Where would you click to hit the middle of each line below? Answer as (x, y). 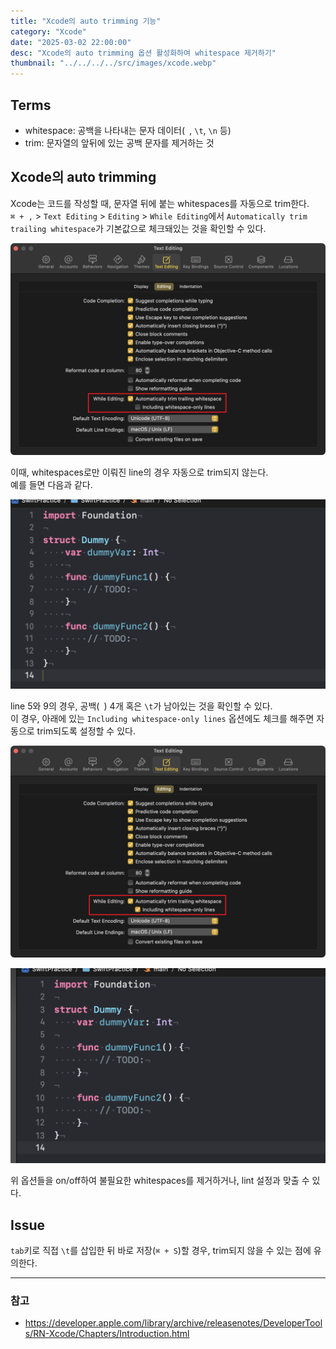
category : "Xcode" (48, 31)
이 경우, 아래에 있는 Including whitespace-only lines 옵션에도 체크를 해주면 (162, 718)
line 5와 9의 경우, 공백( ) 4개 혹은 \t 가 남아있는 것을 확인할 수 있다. (141, 706)
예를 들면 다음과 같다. (51, 485)
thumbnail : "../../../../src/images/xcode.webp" (113, 63)
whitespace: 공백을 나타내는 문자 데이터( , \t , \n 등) (128, 130)
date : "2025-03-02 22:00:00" (71, 42)
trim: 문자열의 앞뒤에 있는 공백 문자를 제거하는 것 (119, 142)
